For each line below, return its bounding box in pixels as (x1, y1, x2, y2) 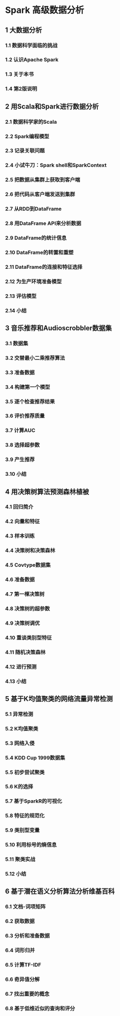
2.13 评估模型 (5, 293, 37, 300)
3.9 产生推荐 (5, 456, 35, 463)
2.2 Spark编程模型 (5, 133, 49, 140)
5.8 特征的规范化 (5, 813, 45, 819)
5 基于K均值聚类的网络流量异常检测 (5, 694, 113, 703)
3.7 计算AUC (5, 427, 36, 434)
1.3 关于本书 (5, 71, 34, 78)
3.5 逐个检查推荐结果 (5, 398, 55, 405)
